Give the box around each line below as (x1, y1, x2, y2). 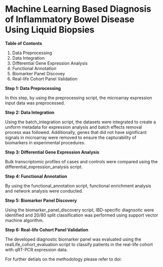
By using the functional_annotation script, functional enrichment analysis (5, 182, 151, 189)
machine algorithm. (5, 217, 44, 223)
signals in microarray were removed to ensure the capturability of (5, 134, 137, 140)
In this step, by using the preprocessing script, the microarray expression (5, 94, 152, 101)
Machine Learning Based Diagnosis (5, 3, 151, 15)
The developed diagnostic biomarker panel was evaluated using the (5, 236, 142, 242)
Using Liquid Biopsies (5, 24, 95, 35)
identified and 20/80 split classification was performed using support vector (5, 212, 159, 218)
